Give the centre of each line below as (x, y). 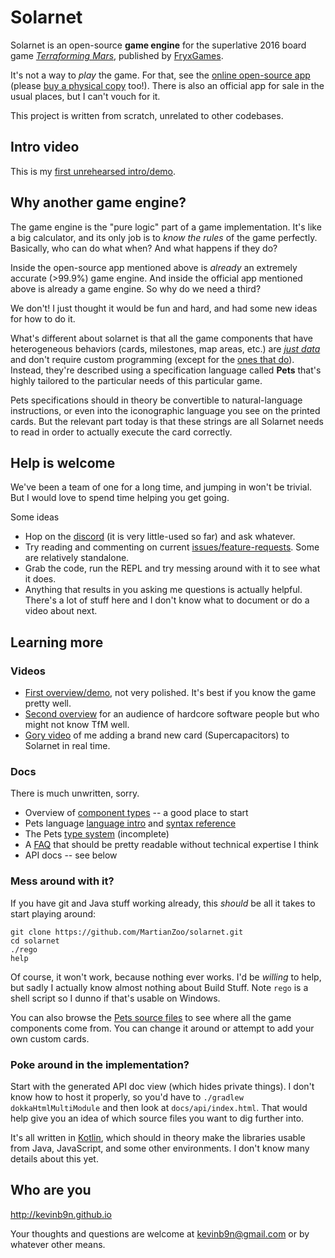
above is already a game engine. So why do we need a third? (136, 288)
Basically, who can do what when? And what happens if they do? (144, 248)
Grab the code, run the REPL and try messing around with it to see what (172, 568)
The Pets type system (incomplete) (97, 834)
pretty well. (48, 703)
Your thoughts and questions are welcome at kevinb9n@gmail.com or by (160, 1233)
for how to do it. (43, 318)
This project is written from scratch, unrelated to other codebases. (147, 115)
